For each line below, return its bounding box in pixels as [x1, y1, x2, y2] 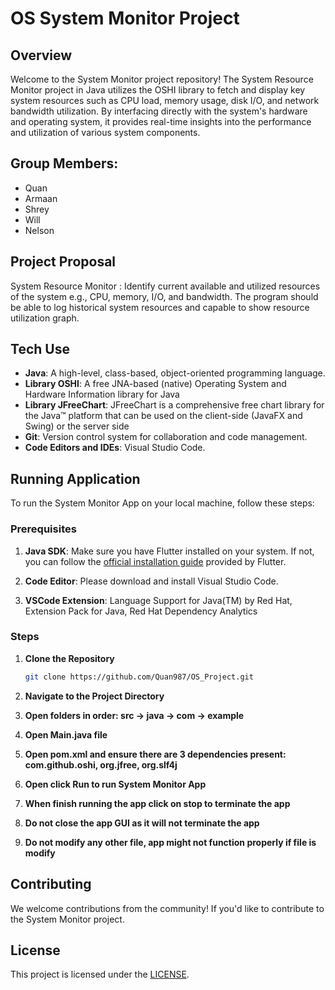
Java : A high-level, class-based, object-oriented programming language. [24, 367, 326, 379]
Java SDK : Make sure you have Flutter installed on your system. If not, [24, 545, 315, 557]
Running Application [10, 470, 141, 487]
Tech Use [10, 341, 70, 358]
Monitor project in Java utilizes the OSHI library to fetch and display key [10, 84, 306, 96]
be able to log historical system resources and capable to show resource [10, 301, 310, 313]
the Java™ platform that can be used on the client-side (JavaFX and [24, 410, 303, 422]
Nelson [24, 224, 55, 236]
